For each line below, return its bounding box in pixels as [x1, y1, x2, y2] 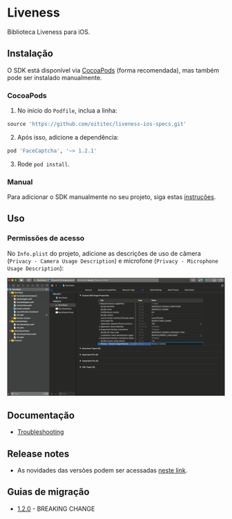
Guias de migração [7, 486, 90, 498]
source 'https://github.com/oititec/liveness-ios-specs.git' [7, 121, 187, 128]
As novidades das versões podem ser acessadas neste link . [17, 466, 188, 475]
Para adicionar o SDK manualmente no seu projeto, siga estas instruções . [7, 193, 216, 201]
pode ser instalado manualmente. [7, 73, 102, 82]
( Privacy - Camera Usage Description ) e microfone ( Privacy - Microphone [7, 256, 219, 265]
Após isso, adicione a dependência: [17, 133, 119, 141]
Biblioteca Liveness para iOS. [7, 28, 90, 36]
